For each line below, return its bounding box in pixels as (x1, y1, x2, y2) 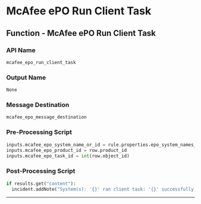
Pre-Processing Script (6, 128, 72, 136)
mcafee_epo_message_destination (6, 114, 87, 120)
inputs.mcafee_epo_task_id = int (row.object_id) (6, 153, 130, 159)
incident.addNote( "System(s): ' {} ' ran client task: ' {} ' (11, 186, 160, 192)
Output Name (6, 73, 46, 81)
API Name (6, 46, 36, 54)
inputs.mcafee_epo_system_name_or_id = (6, 142, 106, 148)
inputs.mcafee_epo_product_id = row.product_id (6, 147, 127, 153)
